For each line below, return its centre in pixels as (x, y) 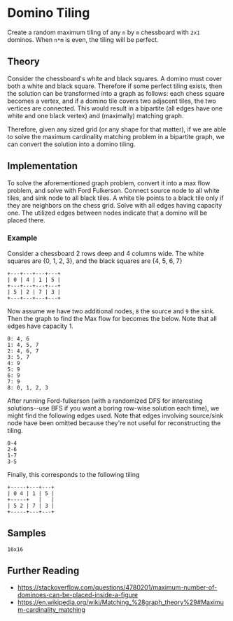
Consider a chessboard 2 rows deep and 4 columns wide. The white (106, 253)
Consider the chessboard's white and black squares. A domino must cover (115, 78)
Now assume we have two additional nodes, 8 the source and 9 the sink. (111, 311)
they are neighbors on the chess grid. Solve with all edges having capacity (115, 205)
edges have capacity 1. (40, 326)
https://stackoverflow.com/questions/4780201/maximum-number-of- (117, 587)
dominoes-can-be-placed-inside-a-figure (78, 595)
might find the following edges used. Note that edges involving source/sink (115, 415)
